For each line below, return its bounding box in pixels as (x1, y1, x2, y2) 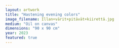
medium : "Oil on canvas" (5, 21, 58, 26)
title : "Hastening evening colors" (5, 12, 81, 17)
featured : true (5, 35, 37, 40)
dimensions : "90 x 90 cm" (5, 26, 60, 31)
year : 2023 (5, 30, 28, 35)
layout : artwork (5, 7, 39, 12)
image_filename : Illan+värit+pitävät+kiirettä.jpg (5, 16, 114, 21)
